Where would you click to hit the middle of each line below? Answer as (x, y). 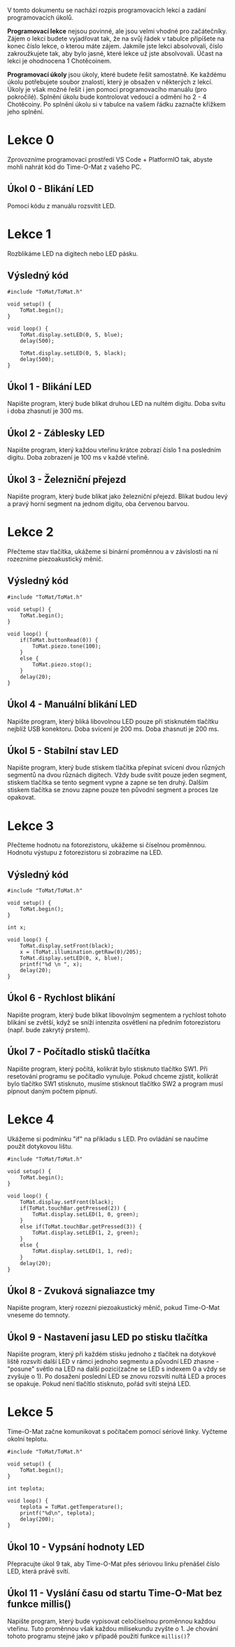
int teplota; (26, 1489)
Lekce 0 (31, 140)
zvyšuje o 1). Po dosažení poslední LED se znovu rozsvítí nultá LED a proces (117, 1376)
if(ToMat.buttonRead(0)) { (59, 640)
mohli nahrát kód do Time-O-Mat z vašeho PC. (74, 167)
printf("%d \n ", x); (51, 964)
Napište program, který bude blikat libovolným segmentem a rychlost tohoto (117, 1015)
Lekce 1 (29, 234)
